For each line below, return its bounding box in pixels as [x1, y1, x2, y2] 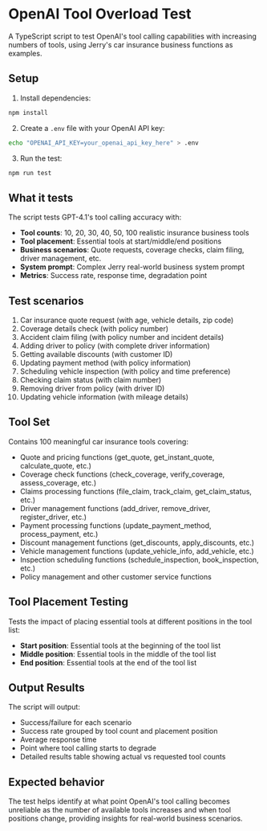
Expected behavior [8, 775, 105, 788]
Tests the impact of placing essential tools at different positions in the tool [8, 616, 253, 626]
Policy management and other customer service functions [19, 571, 212, 581]
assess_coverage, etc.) [19, 477, 97, 487]
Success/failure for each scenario [19, 718, 132, 727]
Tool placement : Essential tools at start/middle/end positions [19, 236, 222, 246]
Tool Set [8, 415, 51, 429]
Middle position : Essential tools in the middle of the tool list [19, 649, 216, 659]
